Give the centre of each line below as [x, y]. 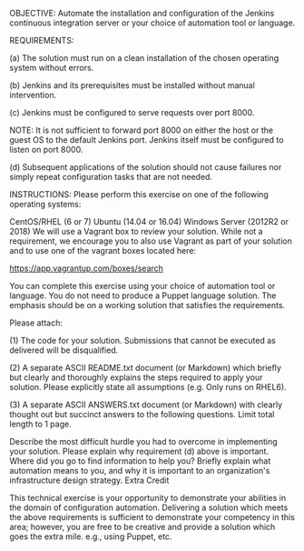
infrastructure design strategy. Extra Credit [89, 480]
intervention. [33, 95]
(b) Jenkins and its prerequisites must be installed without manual [132, 85]
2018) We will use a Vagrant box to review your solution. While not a [136, 231]
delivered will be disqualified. [64, 350]
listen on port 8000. [46, 150]
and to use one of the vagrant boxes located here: [103, 250]
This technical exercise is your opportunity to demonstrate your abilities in [148, 498]
